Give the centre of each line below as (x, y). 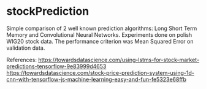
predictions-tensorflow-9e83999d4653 (56, 66)
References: (21, 60)
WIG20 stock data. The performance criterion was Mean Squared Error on (100, 41)
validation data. (26, 48)
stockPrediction (48, 11)
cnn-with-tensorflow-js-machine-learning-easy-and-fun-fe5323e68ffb (97, 79)
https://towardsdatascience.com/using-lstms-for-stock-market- (119, 60)
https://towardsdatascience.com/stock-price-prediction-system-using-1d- (100, 72)
